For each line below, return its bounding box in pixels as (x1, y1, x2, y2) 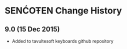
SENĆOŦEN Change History (4, 5, 122, 16)
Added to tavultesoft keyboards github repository (11, 38, 113, 44)
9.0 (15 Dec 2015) (4, 25, 60, 33)
